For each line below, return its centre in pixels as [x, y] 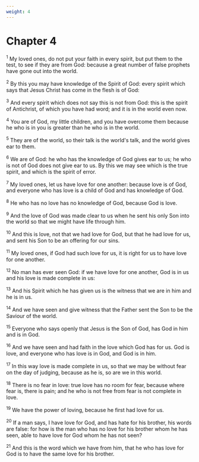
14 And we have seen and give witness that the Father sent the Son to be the [99, 309]
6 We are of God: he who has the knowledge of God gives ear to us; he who [99, 158]
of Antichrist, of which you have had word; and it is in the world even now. [97, 109]
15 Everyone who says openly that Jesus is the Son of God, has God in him [97, 328]
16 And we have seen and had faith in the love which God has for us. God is [98, 347]
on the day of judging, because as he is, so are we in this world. [84, 372]
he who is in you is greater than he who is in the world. [73, 128]
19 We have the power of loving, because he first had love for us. [85, 410]
